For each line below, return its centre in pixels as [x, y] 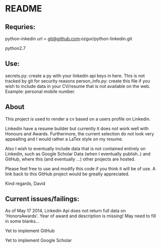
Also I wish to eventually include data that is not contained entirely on [76, 148]
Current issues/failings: [42, 199]
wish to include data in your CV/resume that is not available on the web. [78, 86]
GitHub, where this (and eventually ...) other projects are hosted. [70, 159]
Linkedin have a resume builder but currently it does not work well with [77, 128]
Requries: [20, 27]
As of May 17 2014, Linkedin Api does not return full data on [65, 211]
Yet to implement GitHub [30, 231]
